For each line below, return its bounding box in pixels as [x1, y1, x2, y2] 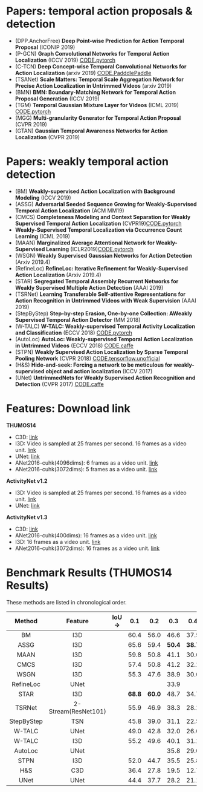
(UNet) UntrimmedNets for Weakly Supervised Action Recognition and [14, 374, 196, 381]
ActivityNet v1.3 [6, 513, 48, 521]
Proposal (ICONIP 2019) [14, 44, 76, 51]
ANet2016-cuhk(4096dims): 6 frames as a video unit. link [14, 459, 158, 466]
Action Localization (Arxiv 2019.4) [14, 271, 101, 278]
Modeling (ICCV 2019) [14, 194, 71, 201]
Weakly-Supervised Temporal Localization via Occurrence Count [14, 226, 182, 234]
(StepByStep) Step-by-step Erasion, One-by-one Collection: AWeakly [14, 310, 192, 317]
